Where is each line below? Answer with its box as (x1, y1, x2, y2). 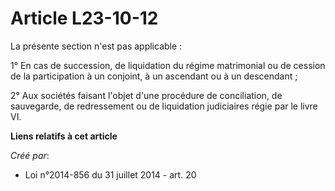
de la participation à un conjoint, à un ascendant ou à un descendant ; (10, 70, 298, 82)
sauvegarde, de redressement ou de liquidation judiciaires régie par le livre (10, 100, 318, 112)
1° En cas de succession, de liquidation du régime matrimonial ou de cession (10, 59, 326, 71)
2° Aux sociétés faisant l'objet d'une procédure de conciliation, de (10, 89, 283, 101)
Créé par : (10, 149, 50, 161)
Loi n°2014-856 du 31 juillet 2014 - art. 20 (24, 168, 197, 181)
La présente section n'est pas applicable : (10, 40, 183, 52)
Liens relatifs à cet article (10, 130, 118, 142)
